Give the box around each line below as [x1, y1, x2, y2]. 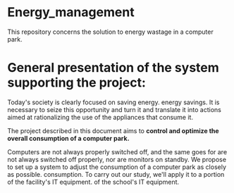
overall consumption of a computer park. [7, 134, 130, 142]
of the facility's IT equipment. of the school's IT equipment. [7, 178, 180, 186]
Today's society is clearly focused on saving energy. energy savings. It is [7, 98, 220, 106]
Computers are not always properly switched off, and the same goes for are [7, 147, 228, 156]
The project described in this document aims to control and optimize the [7, 126, 220, 135]
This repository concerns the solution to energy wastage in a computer [7, 27, 214, 36]
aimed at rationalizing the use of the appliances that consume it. [7, 113, 194, 121]
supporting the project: [7, 75, 147, 91]
